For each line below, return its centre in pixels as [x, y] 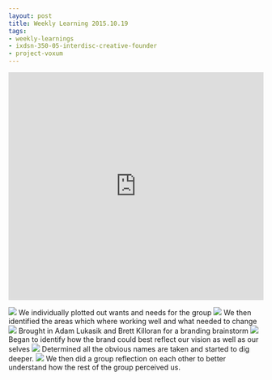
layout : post [30, 16]
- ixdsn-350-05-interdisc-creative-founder [83, 46]
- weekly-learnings [41, 38]
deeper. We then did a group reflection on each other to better [117, 359]
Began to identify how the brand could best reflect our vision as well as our [134, 339]
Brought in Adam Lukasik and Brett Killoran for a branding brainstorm [134, 331]
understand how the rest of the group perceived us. [94, 367]
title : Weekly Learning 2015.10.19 [68, 23]
